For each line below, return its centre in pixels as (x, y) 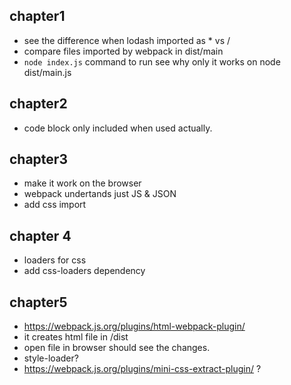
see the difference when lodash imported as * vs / (127, 40)
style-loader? (51, 358)
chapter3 (38, 159)
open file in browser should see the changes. (117, 348)
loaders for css (55, 260)
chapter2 (38, 104)
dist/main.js (47, 72)
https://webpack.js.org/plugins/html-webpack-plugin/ (134, 326)
